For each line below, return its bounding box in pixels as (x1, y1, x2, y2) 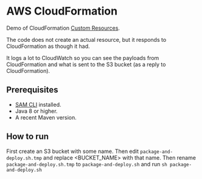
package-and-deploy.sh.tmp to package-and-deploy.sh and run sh (6, 160, 167, 167)
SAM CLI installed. (15, 101, 61, 108)
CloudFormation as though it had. (6, 42, 90, 50)
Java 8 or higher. (15, 107, 58, 115)
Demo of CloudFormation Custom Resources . (6, 24, 120, 32)
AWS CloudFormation (6, 4, 117, 18)
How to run (6, 132, 49, 142)
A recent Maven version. (15, 113, 77, 121)
